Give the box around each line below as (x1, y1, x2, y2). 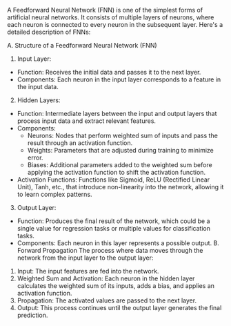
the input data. (17, 83, 59, 90)
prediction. (17, 311, 48, 319)
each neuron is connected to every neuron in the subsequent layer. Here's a (7, 21, 223, 28)
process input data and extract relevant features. (17, 117, 157, 125)
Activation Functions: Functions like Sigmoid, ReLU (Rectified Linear (17, 175, 210, 184)
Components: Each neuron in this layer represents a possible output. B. (17, 239, 219, 247)
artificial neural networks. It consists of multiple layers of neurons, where (7, 13, 214, 21)
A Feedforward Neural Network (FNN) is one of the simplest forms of (7, 6, 203, 14)
